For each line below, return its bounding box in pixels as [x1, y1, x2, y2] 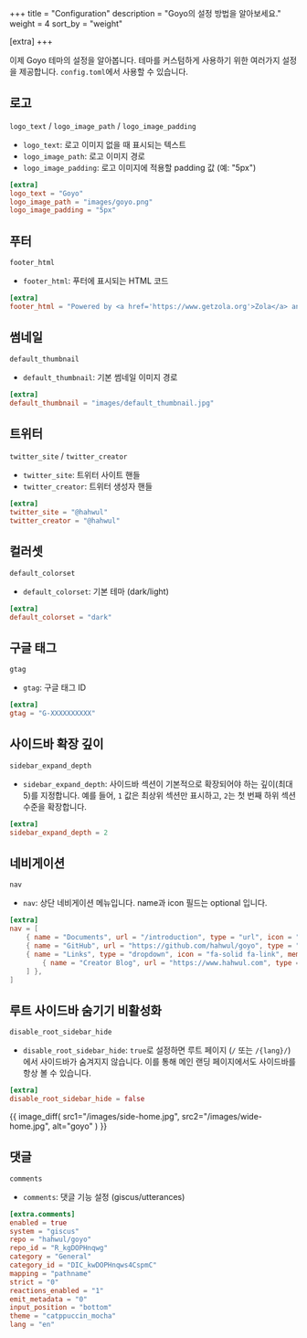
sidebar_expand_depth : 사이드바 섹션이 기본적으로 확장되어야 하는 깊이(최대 [22, 778, 293, 789]
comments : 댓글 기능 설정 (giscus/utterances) [22, 1191, 185, 1202]
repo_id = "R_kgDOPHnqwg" [9, 1244, 108, 1253]
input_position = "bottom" [9, 1303, 112, 1312]
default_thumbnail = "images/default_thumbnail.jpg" [9, 398, 215, 408]
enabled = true [9, 1218, 68, 1227]
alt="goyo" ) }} [52, 1120, 108, 1131]
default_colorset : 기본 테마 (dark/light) [22, 586, 169, 597]
